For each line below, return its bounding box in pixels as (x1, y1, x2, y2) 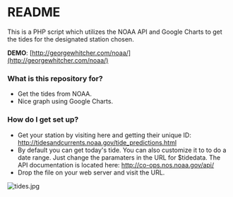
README (7, 4, 61, 20)
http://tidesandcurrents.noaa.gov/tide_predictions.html (17, 138, 177, 146)
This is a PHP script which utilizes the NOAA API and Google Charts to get (7, 27, 222, 36)
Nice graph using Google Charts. (17, 97, 114, 106)
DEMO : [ (7, 49, 32, 57)
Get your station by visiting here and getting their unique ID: (17, 131, 192, 139)
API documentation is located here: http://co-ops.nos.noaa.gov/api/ (17, 160, 215, 169)
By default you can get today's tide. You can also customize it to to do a (17, 146, 227, 154)
